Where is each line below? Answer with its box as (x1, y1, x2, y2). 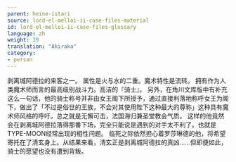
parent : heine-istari (7, 10, 71, 18)
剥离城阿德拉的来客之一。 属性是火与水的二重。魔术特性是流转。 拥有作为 (7, 76, 220, 85)
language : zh (7, 30, 46, 37)
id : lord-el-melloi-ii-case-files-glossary (7, 23, 137, 30)
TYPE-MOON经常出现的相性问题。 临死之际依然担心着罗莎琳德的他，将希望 (7, 129, 226, 137)
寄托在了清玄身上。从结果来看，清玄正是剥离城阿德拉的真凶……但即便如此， (7, 138, 228, 147)
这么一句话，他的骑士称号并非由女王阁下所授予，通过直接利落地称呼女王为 (7, 94, 223, 102)
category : (7, 50, 37, 57)
